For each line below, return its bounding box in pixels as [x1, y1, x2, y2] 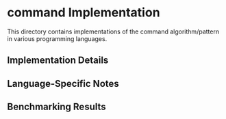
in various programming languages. [7, 34, 108, 42]
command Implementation [7, 5, 160, 21]
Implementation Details [7, 55, 109, 66]
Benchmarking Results [7, 101, 106, 113]
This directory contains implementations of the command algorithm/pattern [7, 27, 220, 36]
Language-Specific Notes [7, 77, 120, 90]
